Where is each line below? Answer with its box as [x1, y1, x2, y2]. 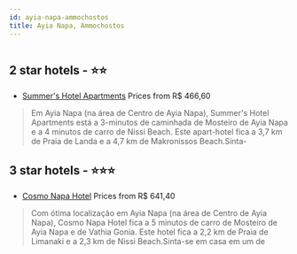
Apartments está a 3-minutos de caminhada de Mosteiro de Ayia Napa [30, 117, 288, 128]
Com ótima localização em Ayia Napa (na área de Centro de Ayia [30, 208, 268, 219]
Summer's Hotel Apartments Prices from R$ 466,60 [21, 90, 211, 102]
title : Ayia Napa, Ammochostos [9, 21, 125, 30]
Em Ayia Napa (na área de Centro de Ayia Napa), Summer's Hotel [30, 108, 270, 119]
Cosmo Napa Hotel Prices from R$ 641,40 [21, 191, 176, 202]
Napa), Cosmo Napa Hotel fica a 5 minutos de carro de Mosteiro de [30, 218, 277, 228]
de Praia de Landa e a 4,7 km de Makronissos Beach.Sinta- [30, 136, 247, 147]
